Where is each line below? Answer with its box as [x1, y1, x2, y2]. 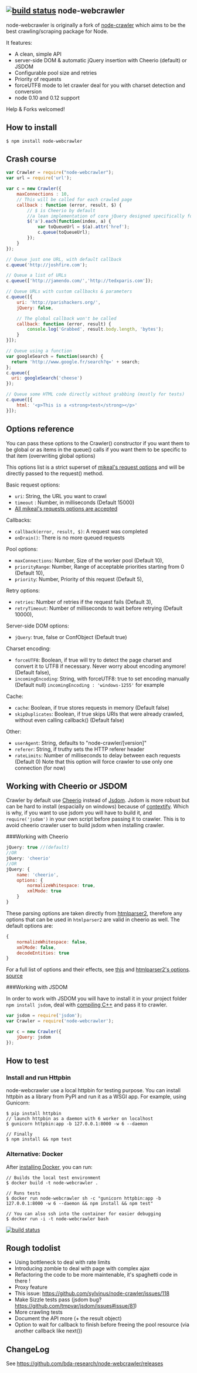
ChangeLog [6, 1344, 50, 1354]
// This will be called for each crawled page [16, 196, 133, 203]
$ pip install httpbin [6, 1111, 62, 1117]
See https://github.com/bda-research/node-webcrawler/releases [6, 1360, 164, 1367]
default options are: [6, 922, 53, 929]
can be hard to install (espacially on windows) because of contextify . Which [6, 803, 189, 810]
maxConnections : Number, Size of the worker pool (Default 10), [14, 556, 164, 564]
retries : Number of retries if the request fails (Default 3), [14, 598, 153, 605]
